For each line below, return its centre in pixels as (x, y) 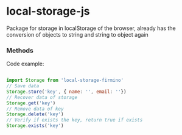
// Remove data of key (35, 109)
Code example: (25, 64)
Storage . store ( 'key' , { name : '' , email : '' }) (66, 92)
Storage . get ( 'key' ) (31, 103)
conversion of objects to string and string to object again (77, 34)
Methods (20, 50)
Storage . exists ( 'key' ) (35, 126)
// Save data (23, 86)
